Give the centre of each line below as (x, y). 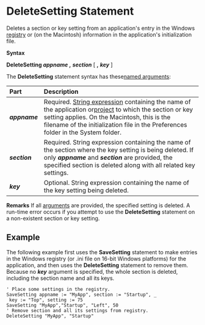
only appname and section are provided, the (108, 157)
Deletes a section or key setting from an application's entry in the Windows (101, 28)
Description (61, 91)
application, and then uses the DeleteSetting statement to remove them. (97, 265)
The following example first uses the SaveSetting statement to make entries (102, 252)
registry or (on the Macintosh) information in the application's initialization (99, 34)
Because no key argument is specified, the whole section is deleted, (92, 271)
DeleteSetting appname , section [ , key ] (59, 65)
